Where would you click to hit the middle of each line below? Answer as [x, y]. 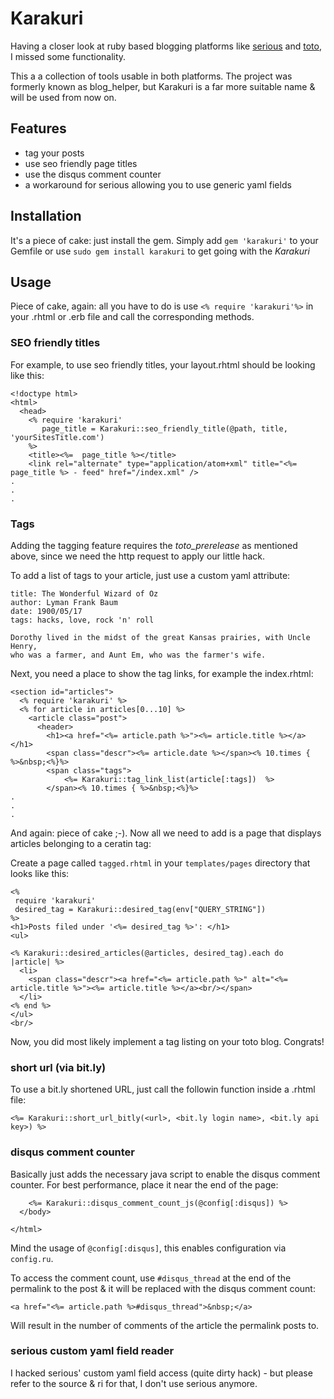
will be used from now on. [63, 97]
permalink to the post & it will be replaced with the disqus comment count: [163, 1288]
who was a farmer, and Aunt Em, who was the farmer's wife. [138, 655]
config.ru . [32, 1258]
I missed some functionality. [68, 56]
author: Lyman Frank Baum [64, 602]
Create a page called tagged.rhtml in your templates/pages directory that [160, 863]
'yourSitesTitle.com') [57, 437]
